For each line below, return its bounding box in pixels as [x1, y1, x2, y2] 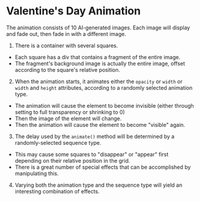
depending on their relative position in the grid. [14, 157, 130, 164]
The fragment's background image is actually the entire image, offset [14, 60, 185, 67]
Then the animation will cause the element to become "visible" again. [14, 121, 186, 128]
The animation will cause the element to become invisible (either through [14, 102, 194, 109]
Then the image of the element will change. [14, 115, 122, 122]
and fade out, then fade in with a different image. [6, 30, 127, 37]
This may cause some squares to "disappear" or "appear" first [14, 151, 169, 158]
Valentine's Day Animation [6, 4, 141, 18]
